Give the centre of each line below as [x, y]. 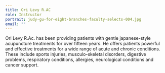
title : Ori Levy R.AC [28, 10]
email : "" [16, 24]
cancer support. [22, 65]
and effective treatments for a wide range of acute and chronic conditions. [83, 49]
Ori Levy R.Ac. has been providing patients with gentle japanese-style [78, 38]
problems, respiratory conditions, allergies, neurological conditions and [79, 60]
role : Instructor [24, 15]
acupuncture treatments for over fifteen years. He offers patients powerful [83, 44]
